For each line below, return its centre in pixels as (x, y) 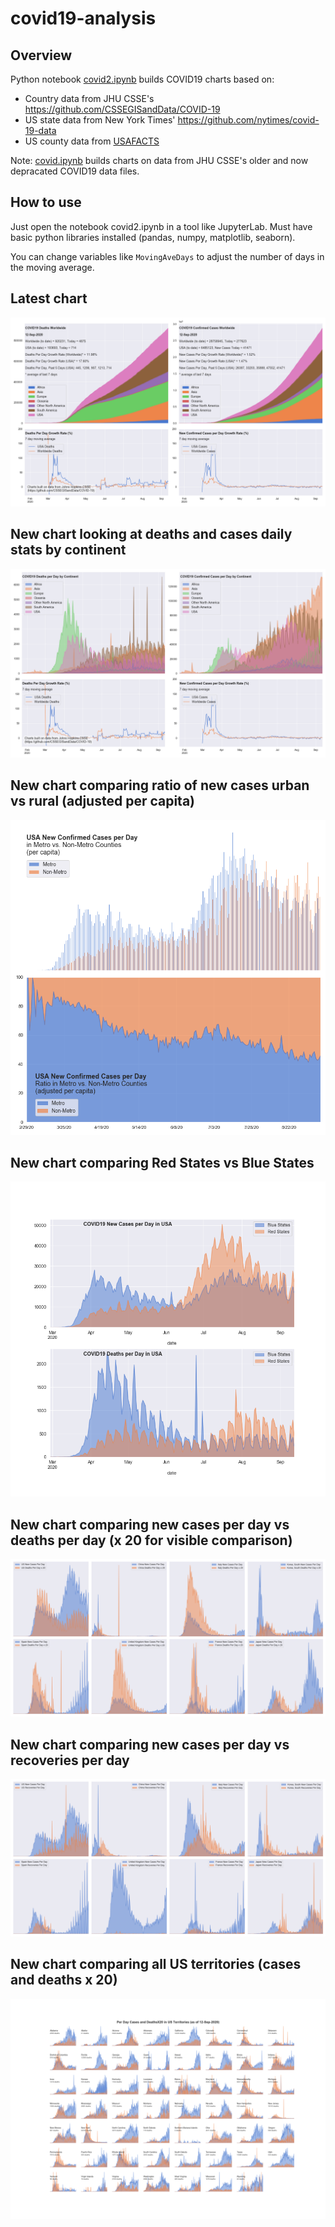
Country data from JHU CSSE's (89, 98)
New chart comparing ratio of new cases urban (160, 785)
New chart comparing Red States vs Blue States (162, 1163)
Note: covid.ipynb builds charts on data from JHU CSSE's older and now (159, 160)
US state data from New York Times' (100, 120)
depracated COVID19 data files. (75, 171)
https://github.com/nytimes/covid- (248, 120)
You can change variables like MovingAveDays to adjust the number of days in (167, 256)
